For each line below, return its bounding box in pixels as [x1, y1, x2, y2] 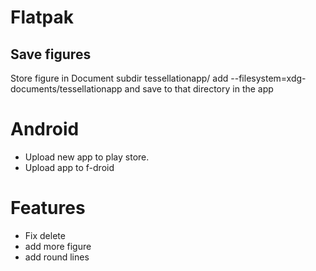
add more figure [24, 240, 92, 252]
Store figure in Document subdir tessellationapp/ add [10, 72, 229, 84]
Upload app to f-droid [24, 161, 115, 173]
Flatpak [10, 6, 74, 29]
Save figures [10, 46, 92, 63]
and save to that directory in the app [124, 83, 274, 95]
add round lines [24, 251, 90, 263]
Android [10, 118, 80, 141]
